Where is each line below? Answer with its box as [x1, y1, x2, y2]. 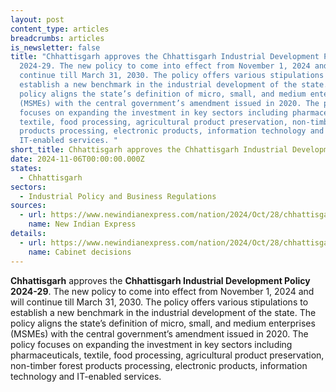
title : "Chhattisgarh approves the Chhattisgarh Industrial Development [10, 52, 320, 62]
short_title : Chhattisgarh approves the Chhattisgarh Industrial [10, 145, 288, 155]
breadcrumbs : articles [10, 33, 105, 43]
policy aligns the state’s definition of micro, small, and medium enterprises [10, 317, 316, 329]
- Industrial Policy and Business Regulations [19, 191, 217, 201]
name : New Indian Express [28, 219, 137, 230]
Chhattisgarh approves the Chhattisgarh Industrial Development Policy [10, 274, 311, 286]
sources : [10, 201, 47, 211]
